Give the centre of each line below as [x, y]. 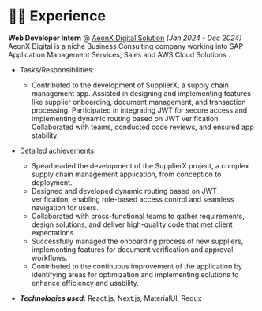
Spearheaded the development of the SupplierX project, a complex [140, 165]
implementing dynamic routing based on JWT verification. [126, 118]
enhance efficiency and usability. [85, 283]
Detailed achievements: [58, 150]
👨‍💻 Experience [57, 16]
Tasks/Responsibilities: [57, 69]
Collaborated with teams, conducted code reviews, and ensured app [143, 127]
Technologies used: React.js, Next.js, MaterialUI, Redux [111, 298]
